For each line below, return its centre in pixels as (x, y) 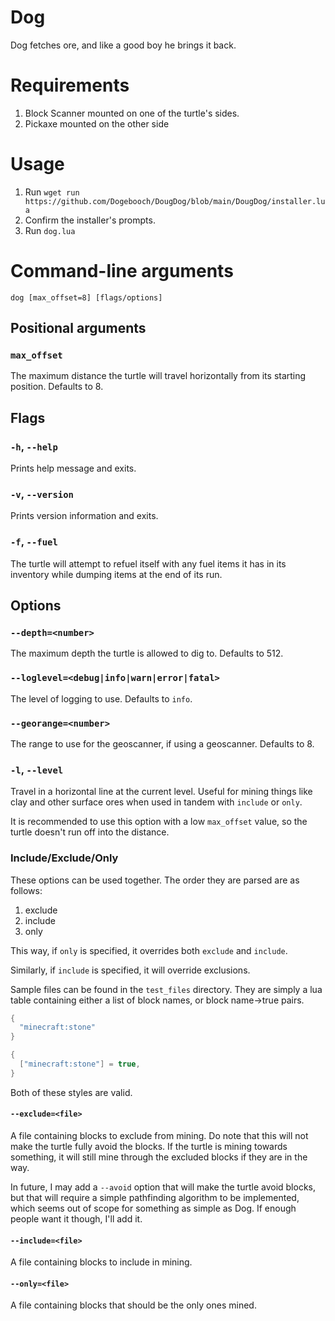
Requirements (70, 85)
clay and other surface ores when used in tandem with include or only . (156, 802)
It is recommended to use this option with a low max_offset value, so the (159, 822)
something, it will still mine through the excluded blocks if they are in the (159, 1157)
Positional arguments (78, 328)
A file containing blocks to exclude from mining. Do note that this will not (159, 1136)
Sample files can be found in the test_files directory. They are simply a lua (166, 989)
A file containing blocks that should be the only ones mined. (133, 1305)
